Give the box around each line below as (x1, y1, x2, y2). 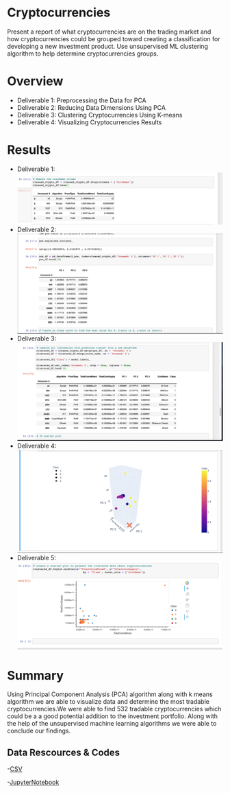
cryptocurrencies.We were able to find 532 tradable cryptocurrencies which (7, 705, 222, 713)
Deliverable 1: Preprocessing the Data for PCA (16, 96, 147, 104)
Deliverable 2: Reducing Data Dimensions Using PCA (16, 103, 166, 111)
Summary (7, 667, 64, 683)
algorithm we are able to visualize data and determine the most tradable (7, 698, 210, 706)
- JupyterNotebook (7, 778, 60, 787)
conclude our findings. (7, 726, 71, 735)
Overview (7, 73, 64, 89)
